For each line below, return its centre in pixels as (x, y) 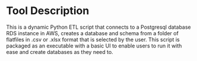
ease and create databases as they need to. (60, 52)
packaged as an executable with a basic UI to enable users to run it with (94, 46)
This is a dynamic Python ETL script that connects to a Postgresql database (99, 27)
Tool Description (48, 11)
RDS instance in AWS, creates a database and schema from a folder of (93, 33)
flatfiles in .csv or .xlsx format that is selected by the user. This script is (93, 39)
